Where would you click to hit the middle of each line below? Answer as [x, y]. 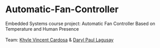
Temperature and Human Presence [42, 29]
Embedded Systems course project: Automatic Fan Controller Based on [80, 23]
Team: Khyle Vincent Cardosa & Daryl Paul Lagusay [60, 40]
